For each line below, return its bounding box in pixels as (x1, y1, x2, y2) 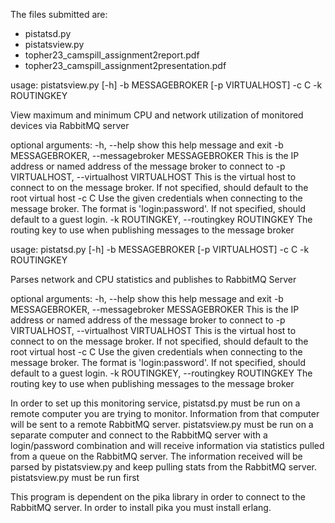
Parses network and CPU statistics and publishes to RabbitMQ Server (10, 274, 297, 285)
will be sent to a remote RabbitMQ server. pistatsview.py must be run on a (10, 419, 314, 430)
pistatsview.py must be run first (10, 472, 140, 483)
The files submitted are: (10, 9, 108, 20)
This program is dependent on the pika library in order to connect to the (10, 491, 306, 503)
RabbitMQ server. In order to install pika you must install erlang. (10, 502, 272, 513)
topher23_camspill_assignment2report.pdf (24, 49, 200, 61)
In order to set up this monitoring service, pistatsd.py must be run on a (10, 397, 301, 409)
